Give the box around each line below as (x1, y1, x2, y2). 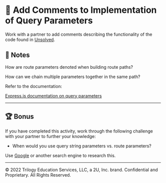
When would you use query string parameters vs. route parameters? (12, 143, 152, 149)
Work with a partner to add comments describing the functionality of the (5, 31, 152, 37)
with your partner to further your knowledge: (5, 133, 96, 139)
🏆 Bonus (5, 112, 34, 121)
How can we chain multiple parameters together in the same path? (5, 74, 141, 80)
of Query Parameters (5, 15, 93, 26)
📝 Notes (5, 51, 30, 59)
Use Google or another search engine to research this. (5, 152, 116, 158)
